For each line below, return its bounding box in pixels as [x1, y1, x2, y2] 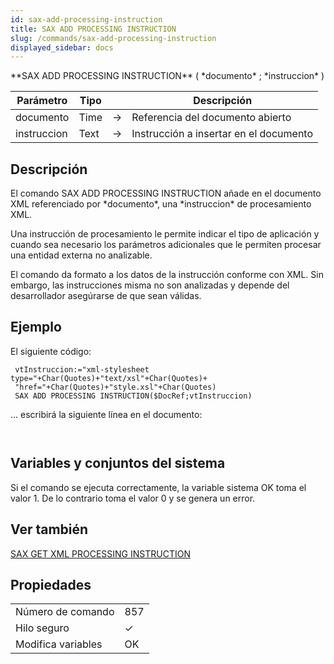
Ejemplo [10, 319, 62, 336]
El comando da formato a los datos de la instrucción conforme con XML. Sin [10, 269, 324, 281]
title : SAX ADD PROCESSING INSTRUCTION [10, 24, 177, 34]
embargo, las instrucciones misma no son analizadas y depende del [10, 279, 290, 291]
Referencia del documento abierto [131, 111, 292, 125]
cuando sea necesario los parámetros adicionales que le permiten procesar [10, 239, 322, 251]
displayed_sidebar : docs [10, 42, 114, 53]
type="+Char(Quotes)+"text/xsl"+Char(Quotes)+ [10, 373, 208, 383]
